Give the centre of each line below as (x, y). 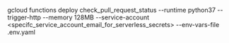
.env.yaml (21, 32)
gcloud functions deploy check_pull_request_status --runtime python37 (112, 10)
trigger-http (24, 17)
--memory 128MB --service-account (96, 17)
